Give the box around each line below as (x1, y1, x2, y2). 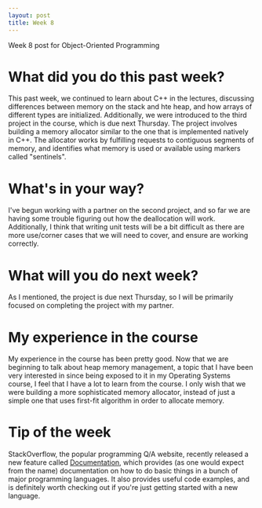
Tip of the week (8, 423, 111, 441)
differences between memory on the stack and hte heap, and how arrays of (8, 102, 253, 111)
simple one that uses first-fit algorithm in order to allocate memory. (8, 396, 225, 405)
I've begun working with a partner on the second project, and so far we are (8, 206, 251, 215)
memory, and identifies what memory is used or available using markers (8, 144, 241, 153)
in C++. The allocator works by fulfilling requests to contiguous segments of (8, 135, 255, 145)
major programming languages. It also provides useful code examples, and (8, 474, 249, 484)
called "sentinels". (8, 152, 67, 162)
